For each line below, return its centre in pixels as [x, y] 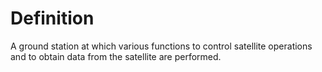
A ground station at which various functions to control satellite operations [161, 46]
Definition [52, 18]
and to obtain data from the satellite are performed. [116, 56]
